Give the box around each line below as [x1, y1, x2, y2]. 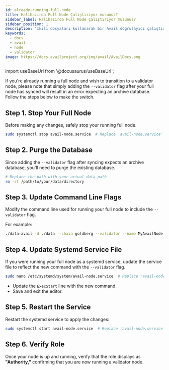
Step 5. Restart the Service [5, 303, 91, 311]
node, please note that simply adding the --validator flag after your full [5, 83, 154, 89]
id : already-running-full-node [5, 7, 71, 13]
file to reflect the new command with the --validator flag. [5, 264, 126, 270]
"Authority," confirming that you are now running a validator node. [5, 359, 144, 365]
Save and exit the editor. [12, 288, 63, 294]
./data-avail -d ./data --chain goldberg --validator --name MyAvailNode [5, 231, 163, 236]
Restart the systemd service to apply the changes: [5, 316, 110, 322]
